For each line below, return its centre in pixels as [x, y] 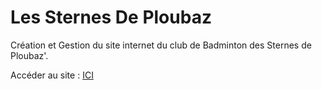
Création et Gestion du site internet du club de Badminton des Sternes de [161, 45]
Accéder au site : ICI [52, 75]
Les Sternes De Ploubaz [111, 17]
